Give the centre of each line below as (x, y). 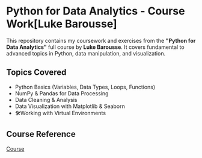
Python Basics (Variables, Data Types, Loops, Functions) (85, 87)
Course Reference (41, 134)
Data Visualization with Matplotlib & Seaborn (70, 106)
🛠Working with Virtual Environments (60, 113)
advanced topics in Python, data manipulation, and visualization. (86, 53)
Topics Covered (36, 73)
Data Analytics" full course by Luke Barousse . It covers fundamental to (95, 47)
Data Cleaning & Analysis (46, 100)
